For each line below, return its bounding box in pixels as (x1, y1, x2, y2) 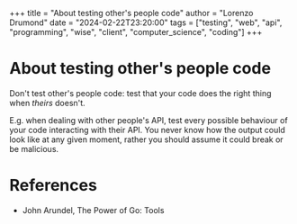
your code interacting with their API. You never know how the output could (9, 124, 285, 135)
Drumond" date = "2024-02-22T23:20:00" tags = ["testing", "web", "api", (9, 17, 283, 28)
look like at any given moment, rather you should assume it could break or (9, 134, 283, 145)
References (9, 175, 97, 196)
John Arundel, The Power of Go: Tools (22, 204, 165, 215)
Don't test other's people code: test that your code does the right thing (9, 87, 272, 98)
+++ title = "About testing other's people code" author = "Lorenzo (9, 8, 254, 18)
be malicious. (9, 143, 59, 154)
